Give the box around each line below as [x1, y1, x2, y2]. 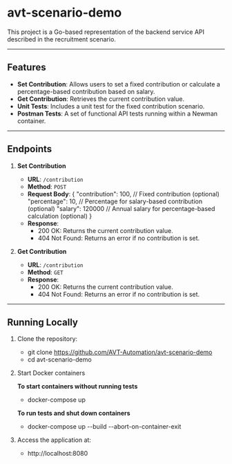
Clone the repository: [17, 335, 78, 343]
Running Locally [7, 316, 78, 328]
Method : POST [27, 182, 67, 191]
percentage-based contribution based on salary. [17, 87, 155, 95]
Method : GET [27, 268, 64, 276]
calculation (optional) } [27, 212, 92, 220]
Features [7, 62, 46, 73]
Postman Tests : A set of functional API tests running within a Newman [17, 109, 218, 118]
